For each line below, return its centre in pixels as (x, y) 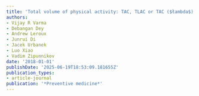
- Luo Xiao (20, 51)
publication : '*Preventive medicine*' (54, 84)
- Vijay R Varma (26, 23)
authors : (17, 17)
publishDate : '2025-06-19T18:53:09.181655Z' (62, 67)
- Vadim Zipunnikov (30, 56)
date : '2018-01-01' (30, 61)
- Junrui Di (21, 39)
